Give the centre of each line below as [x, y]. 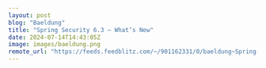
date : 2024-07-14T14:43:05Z [55, 37]
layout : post [30, 15]
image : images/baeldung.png [55, 45]
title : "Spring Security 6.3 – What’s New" [81, 30]
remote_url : [28, 52]
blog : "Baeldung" [37, 23]
